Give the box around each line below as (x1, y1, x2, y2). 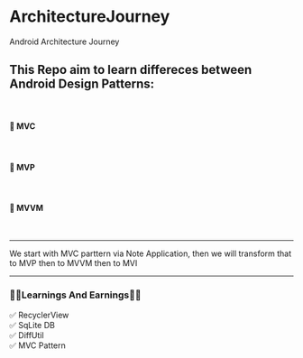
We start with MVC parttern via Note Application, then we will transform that (9, 248, 292, 259)
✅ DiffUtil (9, 329, 44, 340)
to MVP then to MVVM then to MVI (9, 258, 138, 269)
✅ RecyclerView (9, 309, 69, 320)
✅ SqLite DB (9, 319, 56, 330)
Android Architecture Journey (9, 36, 120, 47)
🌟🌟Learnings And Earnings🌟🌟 (9, 289, 142, 301)
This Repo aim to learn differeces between (9, 62, 252, 78)
